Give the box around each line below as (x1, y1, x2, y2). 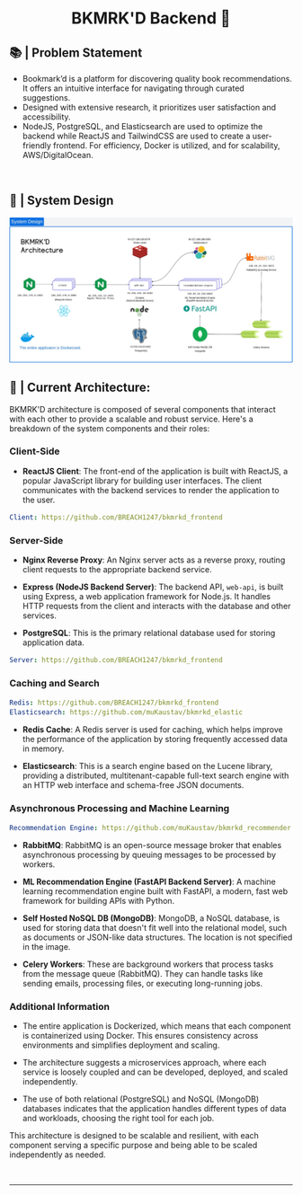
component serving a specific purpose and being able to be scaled (9, 1140, 258, 1151)
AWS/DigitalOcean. (22, 150, 94, 160)
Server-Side (9, 534, 64, 546)
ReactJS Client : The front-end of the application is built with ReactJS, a (22, 465, 289, 476)
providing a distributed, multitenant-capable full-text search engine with (22, 770, 289, 781)
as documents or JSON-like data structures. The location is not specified (22, 932, 293, 943)
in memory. (22, 743, 65, 754)
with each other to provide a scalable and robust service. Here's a (9, 413, 253, 424)
